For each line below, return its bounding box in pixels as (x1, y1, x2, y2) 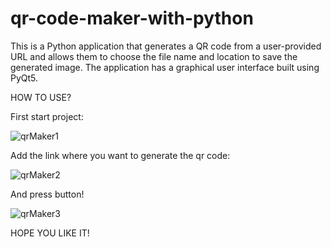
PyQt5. (10, 72, 39, 84)
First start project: (10, 110, 84, 122)
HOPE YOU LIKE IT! (10, 227, 90, 239)
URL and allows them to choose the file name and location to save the (10, 50, 298, 62)
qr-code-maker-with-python (10, 7, 254, 30)
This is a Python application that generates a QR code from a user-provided (10, 40, 322, 52)
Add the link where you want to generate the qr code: (10, 149, 231, 161)
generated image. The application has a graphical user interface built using (10, 61, 320, 73)
